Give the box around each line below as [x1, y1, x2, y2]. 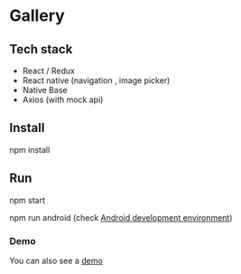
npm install [9, 144, 51, 155]
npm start [9, 194, 46, 205]
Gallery [9, 5, 65, 26]
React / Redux [22, 65, 75, 76]
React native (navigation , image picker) [22, 75, 171, 86]
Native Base [22, 85, 68, 95]
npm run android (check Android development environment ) [9, 212, 233, 222]
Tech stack [9, 42, 73, 57]
